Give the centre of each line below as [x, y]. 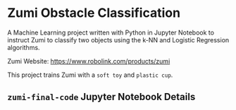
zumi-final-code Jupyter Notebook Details [101, 97]
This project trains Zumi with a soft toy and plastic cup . [90, 75]
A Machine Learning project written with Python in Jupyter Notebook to [111, 32]
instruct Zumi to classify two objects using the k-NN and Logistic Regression [118, 39]
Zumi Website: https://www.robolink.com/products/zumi [89, 61]
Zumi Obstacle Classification [94, 13]
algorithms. [24, 47]
